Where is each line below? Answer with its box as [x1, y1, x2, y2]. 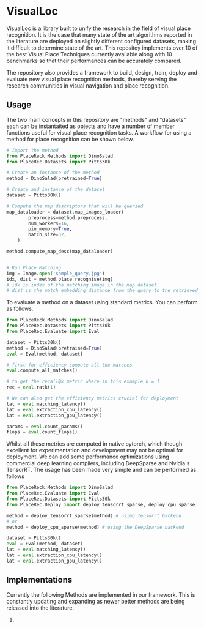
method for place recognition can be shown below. [6, 135, 134, 143]
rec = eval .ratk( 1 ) [6, 384, 56, 391]
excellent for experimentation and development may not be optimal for [6, 447, 184, 454]
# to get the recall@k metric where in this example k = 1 [6, 378, 160, 385]
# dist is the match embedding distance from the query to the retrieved [6, 288, 199, 294]
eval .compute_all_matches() [6, 367, 78, 374]
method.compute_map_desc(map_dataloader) [6, 249, 114, 255]
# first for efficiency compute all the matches [6, 362, 133, 368]
